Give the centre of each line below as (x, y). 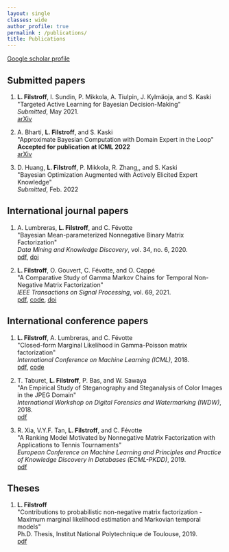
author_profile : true (38, 26)
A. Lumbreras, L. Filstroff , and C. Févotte (75, 227)
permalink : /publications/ (47, 33)
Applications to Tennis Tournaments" (69, 445)
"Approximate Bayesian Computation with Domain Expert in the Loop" (115, 139)
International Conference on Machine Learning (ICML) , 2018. (103, 359)
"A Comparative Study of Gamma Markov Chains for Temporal (105, 277)
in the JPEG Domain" (47, 395)
